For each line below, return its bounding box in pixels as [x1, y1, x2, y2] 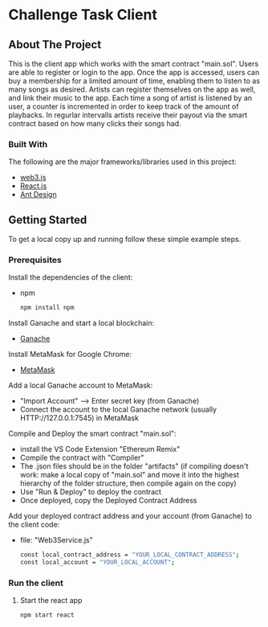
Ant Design [19, 190, 58, 199]
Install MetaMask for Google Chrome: [8, 350, 132, 359]
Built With [8, 138, 48, 150]
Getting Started [8, 213, 87, 227]
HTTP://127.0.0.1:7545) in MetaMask [19, 413, 139, 423]
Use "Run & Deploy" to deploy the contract [19, 487, 162, 497]
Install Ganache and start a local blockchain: [8, 318, 155, 328]
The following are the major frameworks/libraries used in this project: [8, 157, 237, 166]
